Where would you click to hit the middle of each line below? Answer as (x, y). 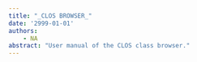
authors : (23, 31)
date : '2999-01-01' (41, 23)
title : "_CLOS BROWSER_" (50, 16)
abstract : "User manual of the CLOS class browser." (99, 46)
